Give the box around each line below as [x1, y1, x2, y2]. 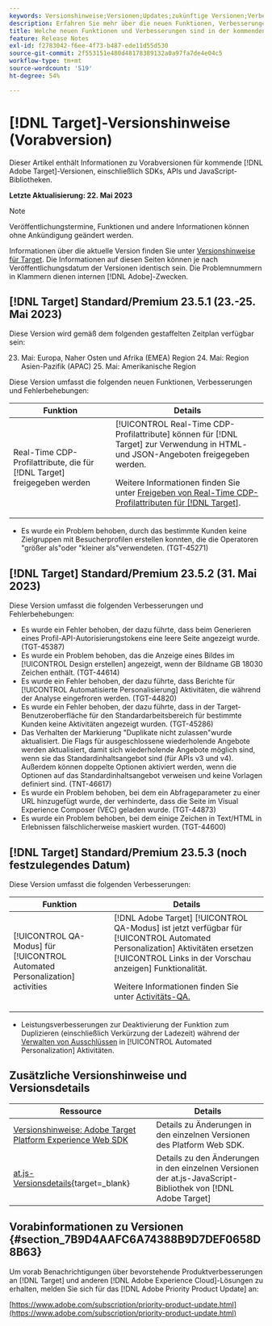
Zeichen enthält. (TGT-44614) [20, 667, 120, 678]
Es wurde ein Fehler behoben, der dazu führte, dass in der [20, 702, 215, 712]
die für [69, 457, 94, 468]
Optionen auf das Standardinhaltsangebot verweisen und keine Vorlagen [20, 771, 263, 780]
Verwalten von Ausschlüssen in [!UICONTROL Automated [20, 1037, 212, 1046]
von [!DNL [195, 1182, 235, 1194]
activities [13, 981, 48, 992]
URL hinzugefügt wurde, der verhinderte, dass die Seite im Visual [20, 797, 239, 806]
